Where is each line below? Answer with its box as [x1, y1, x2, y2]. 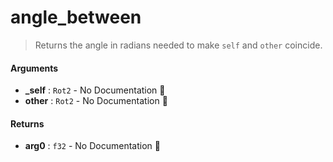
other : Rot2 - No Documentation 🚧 [24, 95, 168, 107]
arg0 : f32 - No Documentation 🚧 [24, 140, 161, 152]
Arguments [10, 62, 59, 74]
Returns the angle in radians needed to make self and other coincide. [34, 39, 323, 51]
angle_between [10, 6, 142, 29]
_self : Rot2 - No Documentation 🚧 [24, 84, 166, 96]
